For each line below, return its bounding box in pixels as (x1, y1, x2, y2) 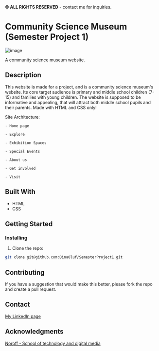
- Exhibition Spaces (5, 140, 47, 145)
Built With (5, 188, 35, 196)
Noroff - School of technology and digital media (5, 340, 101, 346)
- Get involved (5, 166, 36, 171)
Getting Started (5, 220, 53, 228)
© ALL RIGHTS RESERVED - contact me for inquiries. (5, 4, 112, 10)
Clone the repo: (12, 246, 44, 251)
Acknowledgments (5, 328, 64, 336)
